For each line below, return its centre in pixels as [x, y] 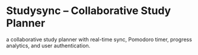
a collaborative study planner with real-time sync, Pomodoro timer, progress [99, 39]
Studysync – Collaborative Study [89, 11]
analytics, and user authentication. [48, 46]
